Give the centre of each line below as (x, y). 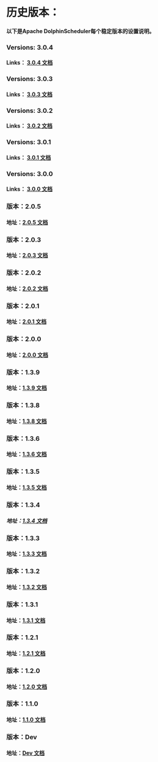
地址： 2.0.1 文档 (27, 322)
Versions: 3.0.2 (30, 110)
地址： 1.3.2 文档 (27, 587)
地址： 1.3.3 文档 (27, 554)
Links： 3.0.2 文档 (30, 126)
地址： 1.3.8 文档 (27, 421)
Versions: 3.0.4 (30, 47)
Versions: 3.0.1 (29, 142)
